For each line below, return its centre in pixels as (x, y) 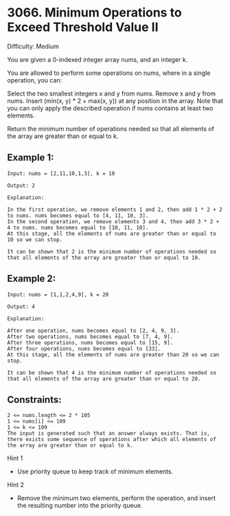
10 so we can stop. (35, 239)
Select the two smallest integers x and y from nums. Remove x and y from (112, 93)
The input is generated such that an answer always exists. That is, (109, 434)
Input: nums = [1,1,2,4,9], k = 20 (58, 294)
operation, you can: (35, 80)
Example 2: (32, 279)
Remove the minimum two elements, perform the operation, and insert (116, 498)
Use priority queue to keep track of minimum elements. (95, 471)
